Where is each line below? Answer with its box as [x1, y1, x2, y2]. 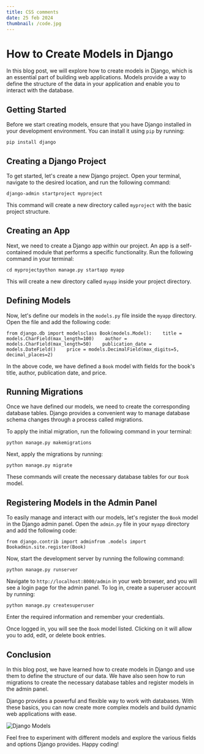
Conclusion [6, 649, 51, 660]
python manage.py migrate [6, 462, 72, 468]
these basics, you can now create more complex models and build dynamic [6, 704, 197, 711]
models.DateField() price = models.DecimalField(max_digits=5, [6, 346, 179, 352]
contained [6, 248, 32, 255]
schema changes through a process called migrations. [6, 416, 144, 424]
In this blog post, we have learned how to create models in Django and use [6, 666, 195, 673]
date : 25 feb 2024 [6, 15, 53, 21]
